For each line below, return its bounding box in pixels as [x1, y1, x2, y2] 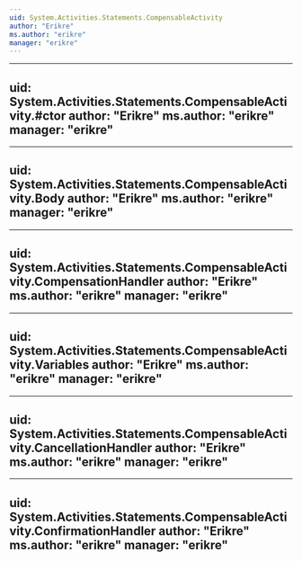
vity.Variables [9, 357, 90, 373]
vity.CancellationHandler [9, 440, 153, 455]
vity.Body [9, 191, 66, 207]
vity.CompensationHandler [9, 274, 164, 289]
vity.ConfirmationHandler [9, 523, 156, 539]
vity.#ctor [9, 108, 67, 123]
